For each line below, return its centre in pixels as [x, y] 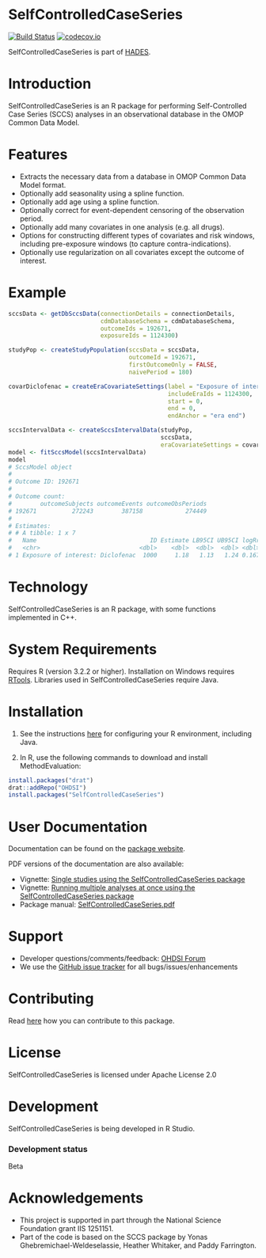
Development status [48, 1149]
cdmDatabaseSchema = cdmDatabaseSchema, [168, 321]
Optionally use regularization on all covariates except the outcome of [132, 252]
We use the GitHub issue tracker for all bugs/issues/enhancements [129, 967]
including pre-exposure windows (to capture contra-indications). [125, 244]
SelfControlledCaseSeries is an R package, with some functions [112, 609]
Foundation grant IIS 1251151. [66, 1229]
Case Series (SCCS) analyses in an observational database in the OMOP [126, 114]
